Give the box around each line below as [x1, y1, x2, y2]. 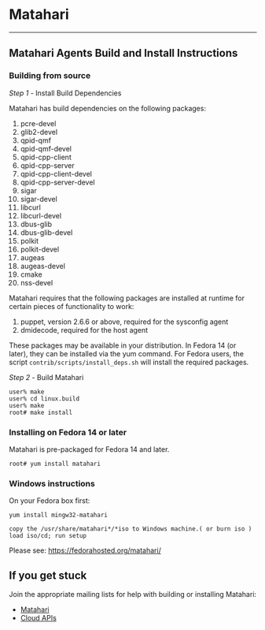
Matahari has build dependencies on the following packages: [9, 103, 207, 113]
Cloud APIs [20, 613, 57, 623]
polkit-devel [20, 244, 60, 254]
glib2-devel [20, 127, 58, 136]
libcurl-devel [20, 211, 62, 220]
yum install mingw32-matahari [9, 511, 109, 520]
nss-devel [20, 278, 53, 287]
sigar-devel [20, 194, 57, 203]
